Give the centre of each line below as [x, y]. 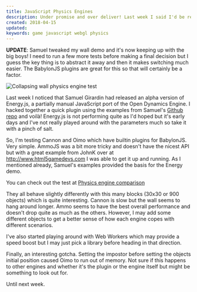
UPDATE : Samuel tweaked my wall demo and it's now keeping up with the [95, 50]
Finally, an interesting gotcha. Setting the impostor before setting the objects [98, 254]
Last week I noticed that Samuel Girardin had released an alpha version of [95, 98]
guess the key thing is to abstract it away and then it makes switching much [97, 63]
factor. [14, 75]
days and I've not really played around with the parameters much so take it [96, 123]
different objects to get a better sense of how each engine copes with [90, 219]
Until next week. [26, 284]
